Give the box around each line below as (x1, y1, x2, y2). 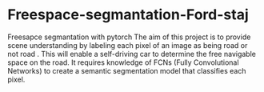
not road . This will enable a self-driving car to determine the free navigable (7, 49, 257, 58)
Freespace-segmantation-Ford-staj (7, 6, 249, 24)
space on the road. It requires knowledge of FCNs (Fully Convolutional (7, 58, 239, 67)
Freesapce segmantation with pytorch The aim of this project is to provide (7, 32, 251, 42)
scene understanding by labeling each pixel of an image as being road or (7, 40, 248, 50)
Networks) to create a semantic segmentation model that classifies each (7, 66, 246, 75)
